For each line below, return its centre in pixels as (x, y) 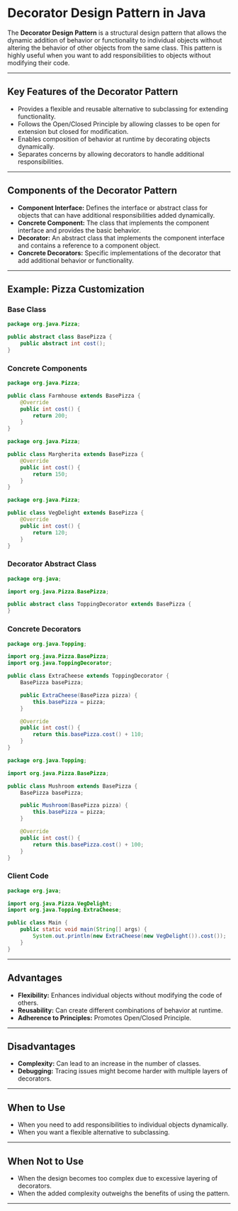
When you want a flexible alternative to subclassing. (93, 1132)
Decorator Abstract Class (52, 564)
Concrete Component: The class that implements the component (113, 223)
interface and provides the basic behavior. (79, 230)
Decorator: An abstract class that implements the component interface (121, 238)
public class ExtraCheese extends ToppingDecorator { (89, 676)
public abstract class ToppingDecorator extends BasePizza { (100, 604)
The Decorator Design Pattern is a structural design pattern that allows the (117, 33)
